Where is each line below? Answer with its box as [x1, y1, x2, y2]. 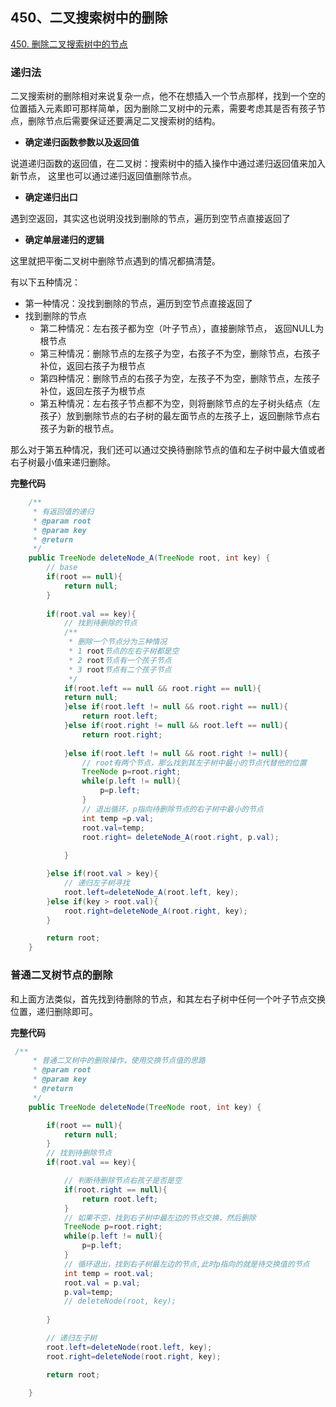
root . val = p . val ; [63, 1278, 141, 1288]
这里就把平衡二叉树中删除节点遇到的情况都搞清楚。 [10, 255, 221, 267]
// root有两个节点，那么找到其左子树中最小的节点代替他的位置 [81, 758, 307, 768]
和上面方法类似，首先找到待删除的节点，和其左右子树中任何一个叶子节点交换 [10, 993, 326, 1005]
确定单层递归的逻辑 [24, 234, 105, 246]
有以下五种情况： [10, 276, 81, 288]
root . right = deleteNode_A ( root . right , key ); [63, 906, 248, 916]
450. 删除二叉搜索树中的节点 [10, 38, 128, 50]
